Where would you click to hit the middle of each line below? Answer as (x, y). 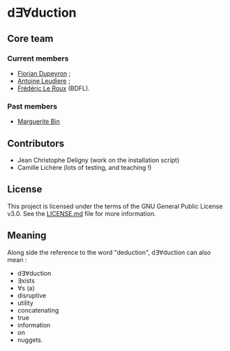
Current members (38, 58)
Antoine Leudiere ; (44, 81)
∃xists (26, 281)
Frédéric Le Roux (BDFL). (54, 88)
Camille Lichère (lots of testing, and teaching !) (84, 167)
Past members (32, 106)
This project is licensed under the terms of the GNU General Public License (115, 206)
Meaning (27, 236)
